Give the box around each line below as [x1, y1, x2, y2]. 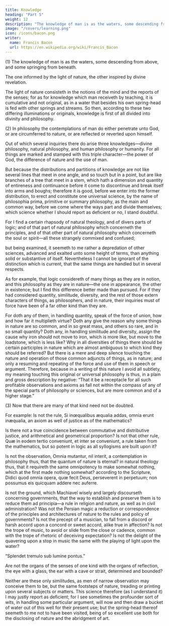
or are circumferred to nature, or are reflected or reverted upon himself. [5, 130, 153, 136]
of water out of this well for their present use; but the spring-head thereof [5, 604, 158, 610]
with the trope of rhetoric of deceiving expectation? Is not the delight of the [5, 532, 161, 538]
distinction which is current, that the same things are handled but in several [5, 260, 161, 267]
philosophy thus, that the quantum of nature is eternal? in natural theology [5, 458, 158, 464]
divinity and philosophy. [5, 115, 54, 121]
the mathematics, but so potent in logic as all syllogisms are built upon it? [5, 443, 157, 449]
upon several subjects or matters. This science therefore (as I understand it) [5, 588, 163, 594]
